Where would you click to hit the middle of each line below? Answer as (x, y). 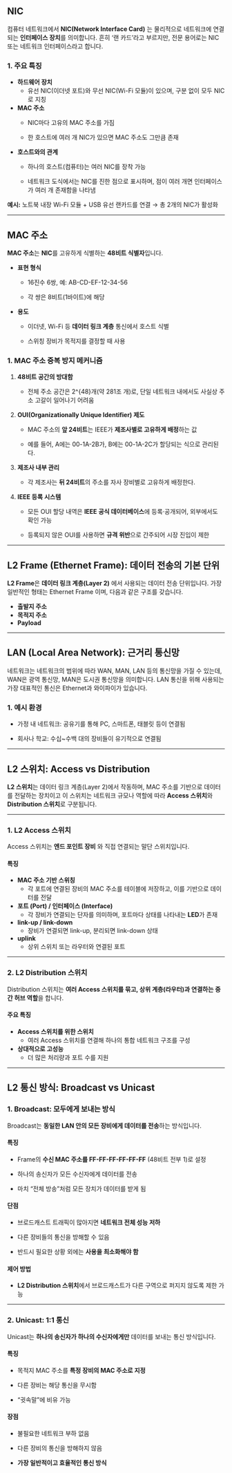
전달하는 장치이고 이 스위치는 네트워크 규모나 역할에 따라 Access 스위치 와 (113, 795)
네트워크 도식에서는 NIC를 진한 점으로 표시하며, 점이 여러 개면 (110, 182)
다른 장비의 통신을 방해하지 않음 (59, 1448)
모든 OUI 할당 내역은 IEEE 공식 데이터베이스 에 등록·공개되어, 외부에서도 (123, 512)
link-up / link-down (45, 923)
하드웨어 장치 (35, 82)
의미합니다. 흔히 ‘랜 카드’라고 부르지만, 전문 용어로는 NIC (144, 37)
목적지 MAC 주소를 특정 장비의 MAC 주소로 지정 (81, 1370)
